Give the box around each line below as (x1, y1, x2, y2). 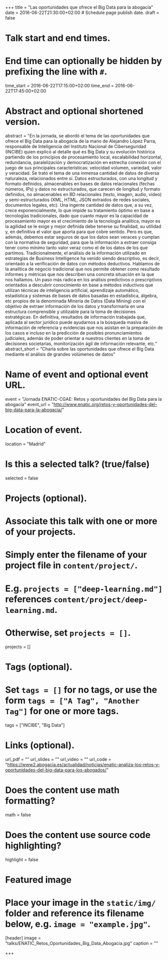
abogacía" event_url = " (5, 401, 54, 407)
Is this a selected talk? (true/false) (5, 458, 150, 470)
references (5, 593, 52, 605)
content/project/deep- (53, 595, 148, 604)
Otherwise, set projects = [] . (5, 627, 131, 638)
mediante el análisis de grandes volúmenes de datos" (5, 351, 115, 358)
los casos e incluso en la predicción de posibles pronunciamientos (5, 330, 142, 336)
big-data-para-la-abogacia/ (5, 407, 62, 413)
